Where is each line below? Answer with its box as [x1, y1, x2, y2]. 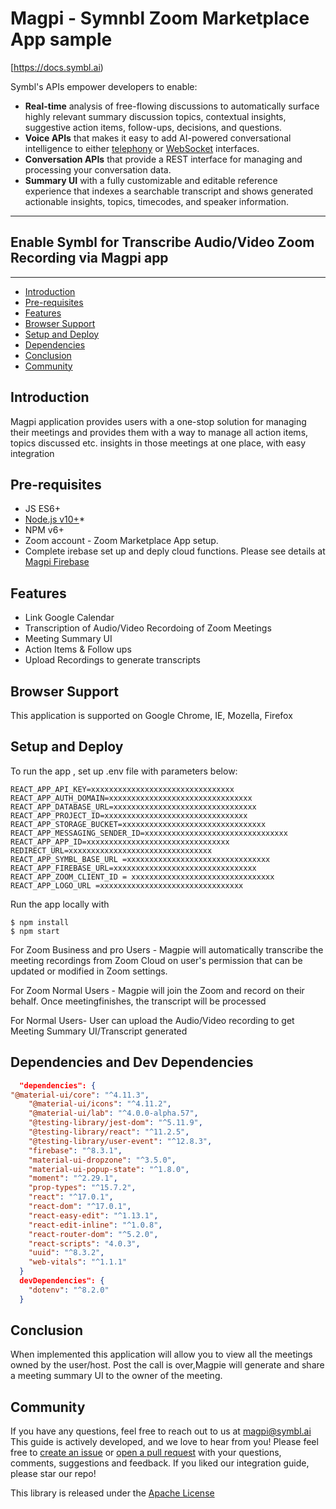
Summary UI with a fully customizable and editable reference [24, 174, 278, 186]
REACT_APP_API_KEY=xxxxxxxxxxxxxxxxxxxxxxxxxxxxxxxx [10, 784, 235, 794]
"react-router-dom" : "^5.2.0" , [28, 1229, 159, 1239]
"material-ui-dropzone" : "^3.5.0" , [28, 1155, 177, 1165]
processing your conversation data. [24, 163, 172, 176]
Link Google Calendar [24, 612, 115, 624]
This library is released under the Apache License [10, 1487, 215, 1499]
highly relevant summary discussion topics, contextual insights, [24, 110, 287, 122]
